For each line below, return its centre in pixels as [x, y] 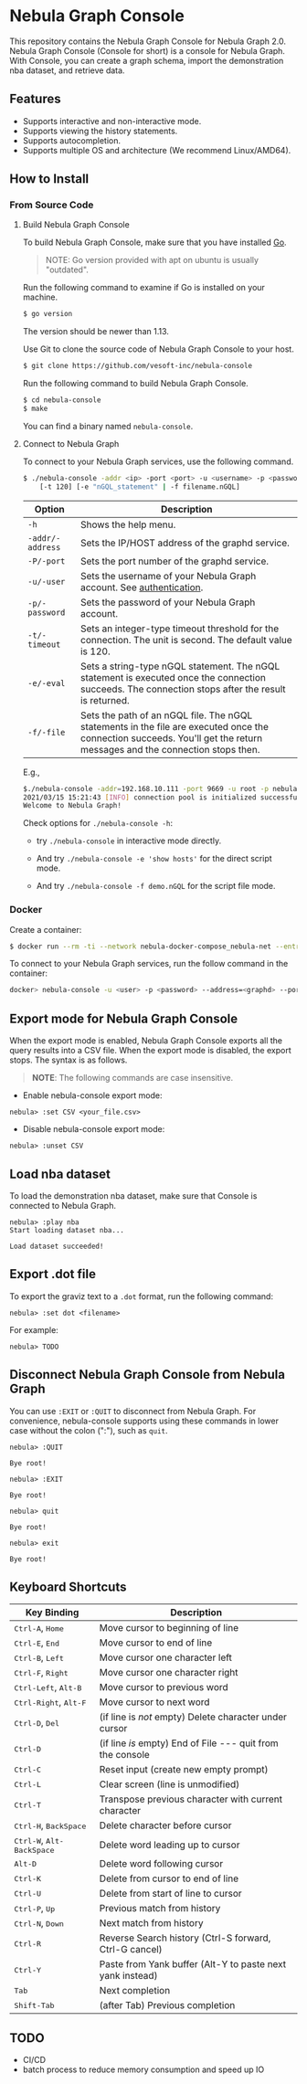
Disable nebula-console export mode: [94, 1129]
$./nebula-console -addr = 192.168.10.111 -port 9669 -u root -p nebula [160, 788]
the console [125, 1755]
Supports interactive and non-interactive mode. [112, 121]
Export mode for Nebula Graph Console [124, 1018]
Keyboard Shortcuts [68, 1587]
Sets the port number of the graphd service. [175, 561]
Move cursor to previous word [164, 1687]
